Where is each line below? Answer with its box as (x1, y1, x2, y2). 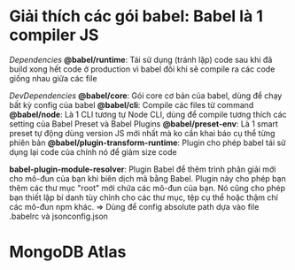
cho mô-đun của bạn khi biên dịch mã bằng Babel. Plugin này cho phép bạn (9, 173, 286, 183)
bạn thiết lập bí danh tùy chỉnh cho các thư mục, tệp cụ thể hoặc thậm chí (9, 192, 279, 203)
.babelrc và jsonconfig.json (9, 211, 109, 221)
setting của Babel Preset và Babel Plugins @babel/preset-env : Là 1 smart (9, 118, 279, 129)
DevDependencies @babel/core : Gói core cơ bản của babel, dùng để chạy (9, 90, 283, 101)
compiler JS (9, 25, 99, 45)
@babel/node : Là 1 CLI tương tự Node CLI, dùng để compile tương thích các (9, 109, 287, 120)
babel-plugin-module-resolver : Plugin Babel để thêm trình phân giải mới (9, 164, 276, 174)
